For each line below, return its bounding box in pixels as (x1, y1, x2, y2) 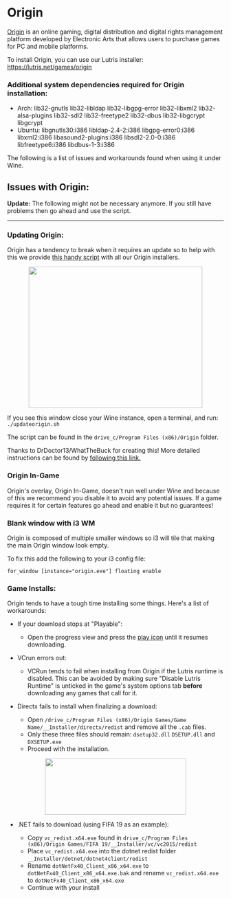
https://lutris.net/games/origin (7, 63, 92, 71)
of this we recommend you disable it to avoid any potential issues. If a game (7, 493, 222, 502)
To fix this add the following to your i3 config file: (7, 554, 146, 563)
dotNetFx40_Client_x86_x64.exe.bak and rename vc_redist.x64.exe (27, 869, 219, 877)
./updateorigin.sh (7, 421, 60, 428)
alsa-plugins (16, 111, 53, 120)
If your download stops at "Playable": (16, 620, 123, 628)
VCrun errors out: (16, 654, 67, 662)
